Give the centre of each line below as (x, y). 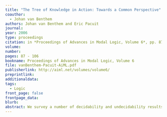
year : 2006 (16, 33)
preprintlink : (20, 75)
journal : (14, 28)
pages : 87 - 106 (22, 56)
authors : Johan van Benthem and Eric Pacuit (52, 24)
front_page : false (24, 93)
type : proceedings (24, 38)
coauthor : (15, 14)
